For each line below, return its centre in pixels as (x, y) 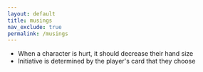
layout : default (31, 14)
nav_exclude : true (35, 27)
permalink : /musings (38, 34)
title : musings (30, 20)
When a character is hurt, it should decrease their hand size (105, 54)
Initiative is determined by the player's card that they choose (106, 61)
